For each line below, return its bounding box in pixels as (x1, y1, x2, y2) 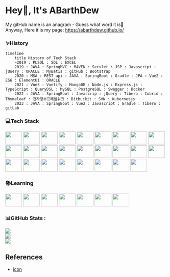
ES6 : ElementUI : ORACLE (5, 78, 60, 83)
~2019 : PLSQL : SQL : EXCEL (14, 60, 77, 65)
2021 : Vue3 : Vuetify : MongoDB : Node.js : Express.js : (14, 82, 143, 88)
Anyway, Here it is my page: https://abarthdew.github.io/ (5, 26, 124, 33)
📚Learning (5, 180, 34, 187)
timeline (5, 51, 24, 57)
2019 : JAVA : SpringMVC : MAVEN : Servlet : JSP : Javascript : (14, 65, 157, 70)
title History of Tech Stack (14, 56, 77, 61)
